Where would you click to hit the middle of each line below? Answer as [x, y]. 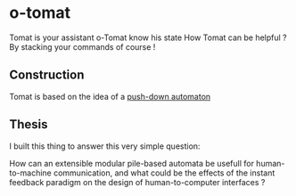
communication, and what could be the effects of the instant [164, 173]
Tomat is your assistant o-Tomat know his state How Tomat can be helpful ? [148, 37]
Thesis [29, 124]
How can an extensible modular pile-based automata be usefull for [132, 163]
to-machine [30, 173]
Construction [47, 75]
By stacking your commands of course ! [82, 46]
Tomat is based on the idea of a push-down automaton [110, 96]
